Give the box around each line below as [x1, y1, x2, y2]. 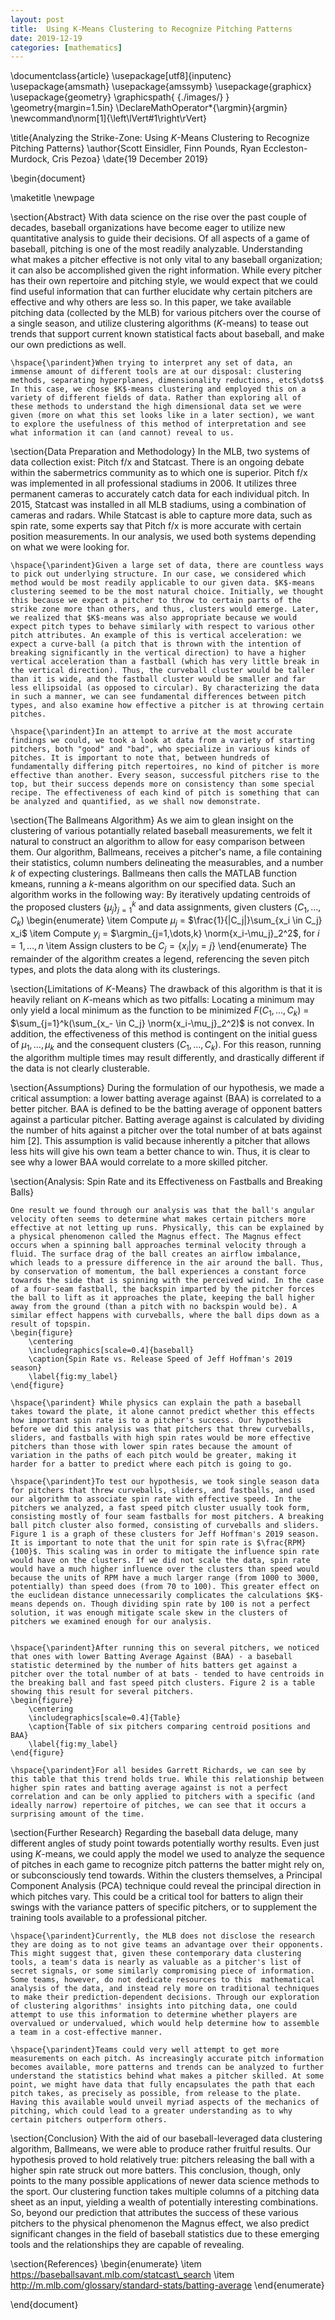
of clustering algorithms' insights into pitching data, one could [10, 2001, 298, 2011]
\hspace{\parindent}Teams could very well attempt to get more [10, 2044, 280, 2055]
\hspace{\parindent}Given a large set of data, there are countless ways [10, 561, 325, 571]
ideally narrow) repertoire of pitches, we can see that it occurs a [10, 1800, 307, 1810]
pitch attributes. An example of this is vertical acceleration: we [10, 631, 302, 641]
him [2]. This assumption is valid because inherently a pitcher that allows [10, 1134, 311, 1146]
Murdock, [10, 153, 50, 165]
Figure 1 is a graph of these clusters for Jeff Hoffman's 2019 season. [10, 1529, 320, 1539]
